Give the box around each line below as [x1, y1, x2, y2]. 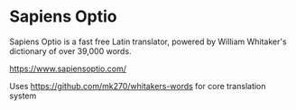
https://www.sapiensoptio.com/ [9, 63, 126, 74]
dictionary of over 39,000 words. [9, 45, 133, 56]
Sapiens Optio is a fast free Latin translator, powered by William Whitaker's [9, 36, 287, 47]
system [9, 90, 37, 101]
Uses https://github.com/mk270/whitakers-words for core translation [9, 80, 266, 91]
